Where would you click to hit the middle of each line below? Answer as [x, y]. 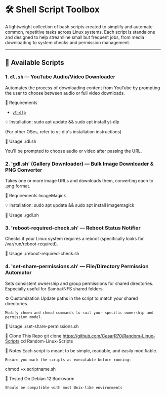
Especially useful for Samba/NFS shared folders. [55, 288]
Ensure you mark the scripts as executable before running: [68, 360]
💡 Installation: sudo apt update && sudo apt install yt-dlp [62, 121]
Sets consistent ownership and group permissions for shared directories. [79, 283]
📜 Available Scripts [35, 63]
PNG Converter [24, 170]
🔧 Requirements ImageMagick [36, 195]
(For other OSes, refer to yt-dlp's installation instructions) [63, 131]
